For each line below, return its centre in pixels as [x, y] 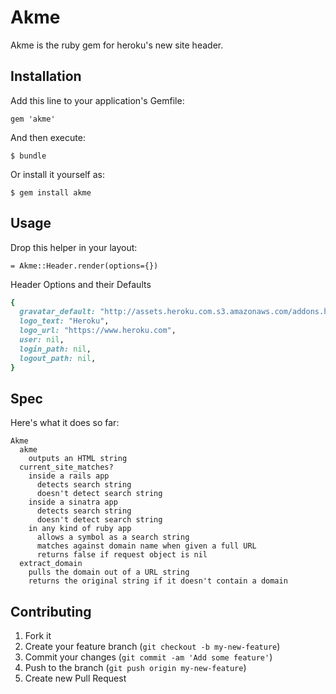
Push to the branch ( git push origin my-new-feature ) [135, 668]
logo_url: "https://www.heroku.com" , [98, 331]
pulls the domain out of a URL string [109, 572]
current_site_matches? [66, 467]
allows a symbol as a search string [113, 537]
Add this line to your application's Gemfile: [97, 100]
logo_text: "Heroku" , [64, 321]
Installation [46, 76]
